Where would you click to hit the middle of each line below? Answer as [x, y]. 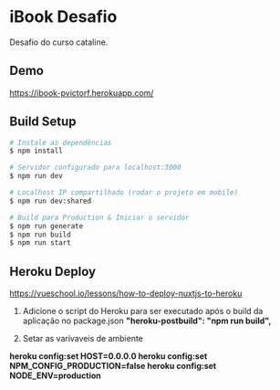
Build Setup [43, 122]
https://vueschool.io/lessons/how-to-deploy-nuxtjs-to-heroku [126, 293]
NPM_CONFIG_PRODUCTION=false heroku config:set [113, 366]
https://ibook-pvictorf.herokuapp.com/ [82, 92]
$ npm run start [40, 243]
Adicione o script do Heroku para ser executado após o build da [143, 311]
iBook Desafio [63, 17]
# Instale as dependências [61, 142]
